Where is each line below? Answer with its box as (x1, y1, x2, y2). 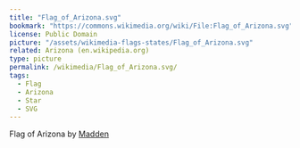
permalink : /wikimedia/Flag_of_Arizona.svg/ (9, 63, 178, 72)
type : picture (9, 54, 62, 63)
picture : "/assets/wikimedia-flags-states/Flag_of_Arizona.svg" (9, 37, 254, 47)
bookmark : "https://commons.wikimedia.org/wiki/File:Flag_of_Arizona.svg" (9, 21, 294, 30)
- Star (17, 95, 42, 105)
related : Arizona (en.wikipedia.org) (9, 46, 150, 55)
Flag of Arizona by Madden (9, 128, 110, 139)
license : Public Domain (9, 29, 98, 38)
